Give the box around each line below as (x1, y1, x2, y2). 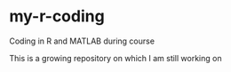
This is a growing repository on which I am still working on (9, 52, 222, 63)
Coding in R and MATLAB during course (9, 36, 155, 46)
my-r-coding (9, 6, 105, 27)
